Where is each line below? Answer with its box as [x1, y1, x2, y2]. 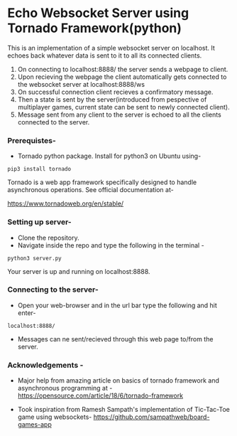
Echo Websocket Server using [7, 5, 189, 21]
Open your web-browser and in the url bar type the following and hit [17, 301, 218, 309]
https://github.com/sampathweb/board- [93, 413, 210, 421]
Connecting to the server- [7, 285, 99, 294]
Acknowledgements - [7, 360, 84, 370]
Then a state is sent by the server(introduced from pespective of [17, 95, 207, 104]
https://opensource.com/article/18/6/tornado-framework [17, 391, 183, 400]
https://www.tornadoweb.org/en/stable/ [7, 199, 124, 208]
